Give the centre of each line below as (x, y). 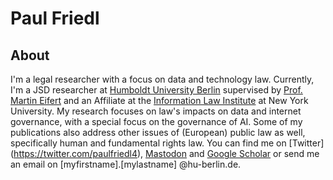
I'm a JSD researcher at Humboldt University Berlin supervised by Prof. (156, 90)
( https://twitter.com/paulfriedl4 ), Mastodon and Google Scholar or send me (165, 153)
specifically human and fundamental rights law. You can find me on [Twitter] (167, 143)
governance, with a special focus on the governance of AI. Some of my (156, 121)
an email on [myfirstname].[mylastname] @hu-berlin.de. (126, 164)
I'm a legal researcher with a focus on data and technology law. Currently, (162, 79)
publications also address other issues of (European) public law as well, (158, 132)
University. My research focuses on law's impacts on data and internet (156, 111)
